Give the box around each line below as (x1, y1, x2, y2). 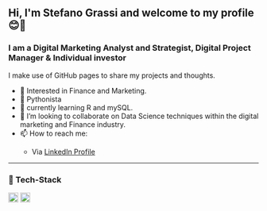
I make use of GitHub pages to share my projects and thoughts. (8, 71, 216, 80)
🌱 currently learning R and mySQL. (19, 102, 133, 112)
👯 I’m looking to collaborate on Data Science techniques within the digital (19, 111, 259, 121)
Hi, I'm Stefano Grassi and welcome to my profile (8, 6, 254, 20)
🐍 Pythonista (19, 94, 62, 104)
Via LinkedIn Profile (31, 147, 95, 156)
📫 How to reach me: (19, 129, 88, 138)
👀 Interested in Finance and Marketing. (19, 86, 147, 95)
